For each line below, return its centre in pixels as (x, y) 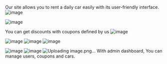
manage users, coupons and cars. (40, 56)
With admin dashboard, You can (129, 51)
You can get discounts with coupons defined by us (57, 32)
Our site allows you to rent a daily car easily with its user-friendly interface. (82, 7)
